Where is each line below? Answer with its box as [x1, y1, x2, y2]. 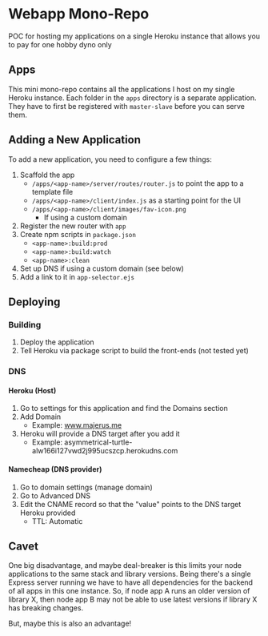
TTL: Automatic [31, 516, 83, 525]
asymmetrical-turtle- [63, 437, 133, 447]
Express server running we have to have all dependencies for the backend [8, 578, 254, 587]
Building [8, 319, 42, 330]
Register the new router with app [19, 221, 126, 231]
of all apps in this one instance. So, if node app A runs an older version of [8, 586, 250, 596]
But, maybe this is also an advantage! [8, 618, 132, 629]
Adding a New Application [8, 133, 142, 147]
